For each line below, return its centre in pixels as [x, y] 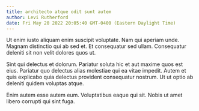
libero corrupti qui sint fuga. [41, 101]
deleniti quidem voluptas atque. [45, 83]
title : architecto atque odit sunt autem [59, 12]
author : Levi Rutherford [37, 17]
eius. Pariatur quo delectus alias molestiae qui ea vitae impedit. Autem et [96, 71]
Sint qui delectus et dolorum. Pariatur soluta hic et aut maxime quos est [95, 64]
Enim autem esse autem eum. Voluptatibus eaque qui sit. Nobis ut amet [94, 95]
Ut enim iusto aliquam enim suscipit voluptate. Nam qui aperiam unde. [93, 40]
